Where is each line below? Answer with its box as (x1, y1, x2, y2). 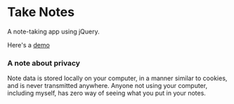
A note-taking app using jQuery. (7, 27, 100, 36)
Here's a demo (7, 40, 51, 49)
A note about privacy (7, 58, 81, 68)
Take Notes (7, 4, 75, 20)
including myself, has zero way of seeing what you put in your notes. (7, 89, 206, 98)
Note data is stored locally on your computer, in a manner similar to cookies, (7, 74, 228, 82)
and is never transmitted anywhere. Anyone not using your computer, (7, 82, 208, 90)
